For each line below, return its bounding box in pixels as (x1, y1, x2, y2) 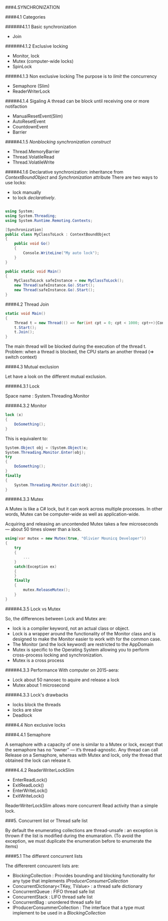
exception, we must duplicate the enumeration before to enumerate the (5, 838, 152, 844)
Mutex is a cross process (12, 657, 64, 663)
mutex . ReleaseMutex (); (23, 587, 70, 592)
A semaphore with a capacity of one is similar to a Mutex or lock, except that (5, 741, 163, 747)
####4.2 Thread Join (5, 301, 49, 307)
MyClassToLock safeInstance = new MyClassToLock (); (14, 278, 124, 283)
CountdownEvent (12, 124, 48, 129)
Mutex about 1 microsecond (12, 682, 70, 688)
